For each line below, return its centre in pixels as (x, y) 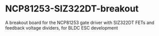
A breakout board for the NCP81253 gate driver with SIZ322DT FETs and (80, 22)
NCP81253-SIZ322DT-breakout (72, 9)
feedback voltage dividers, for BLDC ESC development (62, 27)
